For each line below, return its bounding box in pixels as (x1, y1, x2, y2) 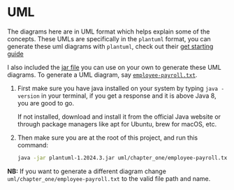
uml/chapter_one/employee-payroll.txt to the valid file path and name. (7, 174, 211, 182)
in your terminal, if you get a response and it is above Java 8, (41, 92, 217, 100)
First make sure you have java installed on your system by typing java (17, 84, 219, 92)
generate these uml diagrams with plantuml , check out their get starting (7, 42, 214, 50)
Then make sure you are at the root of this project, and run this (17, 133, 198, 142)
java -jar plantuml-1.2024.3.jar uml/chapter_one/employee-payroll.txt (17, 154, 231, 161)
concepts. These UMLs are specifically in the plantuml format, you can (7, 34, 211, 43)
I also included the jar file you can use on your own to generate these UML (7, 63, 221, 71)
